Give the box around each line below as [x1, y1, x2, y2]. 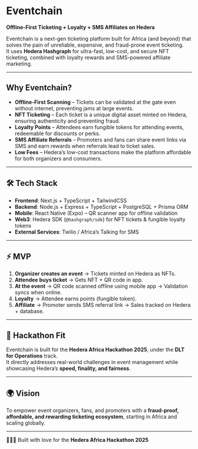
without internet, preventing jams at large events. [14, 104, 134, 112]
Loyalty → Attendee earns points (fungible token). [14, 295, 137, 302]
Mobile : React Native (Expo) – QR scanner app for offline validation [14, 209, 178, 217]
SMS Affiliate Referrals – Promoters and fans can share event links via [14, 136, 187, 143]
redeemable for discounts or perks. [14, 130, 101, 137]
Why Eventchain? [6, 83, 72, 93]
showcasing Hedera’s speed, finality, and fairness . [6, 365, 131, 372]
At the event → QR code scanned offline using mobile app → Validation [14, 283, 189, 290]
